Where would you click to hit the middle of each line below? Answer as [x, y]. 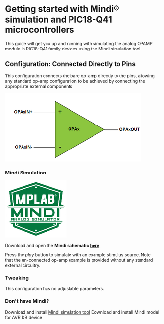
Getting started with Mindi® [62, 9]
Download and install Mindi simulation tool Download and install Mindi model [82, 312]
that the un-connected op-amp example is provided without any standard [79, 260]
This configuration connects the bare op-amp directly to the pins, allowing [80, 76]
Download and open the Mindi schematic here [52, 246]
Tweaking [17, 278]
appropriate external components [39, 86]
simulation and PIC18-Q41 [59, 19]
